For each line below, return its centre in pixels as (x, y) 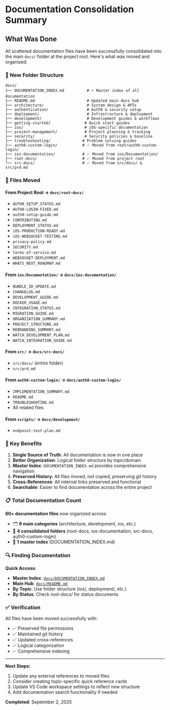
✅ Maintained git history (38, 634)
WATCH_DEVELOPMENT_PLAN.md (41, 335)
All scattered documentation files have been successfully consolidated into (83, 51)
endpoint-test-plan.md (36, 431)
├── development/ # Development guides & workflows (82, 119)
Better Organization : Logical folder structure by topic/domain (77, 460)
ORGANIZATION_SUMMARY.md (39, 319)
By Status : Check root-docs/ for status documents (66, 594)
